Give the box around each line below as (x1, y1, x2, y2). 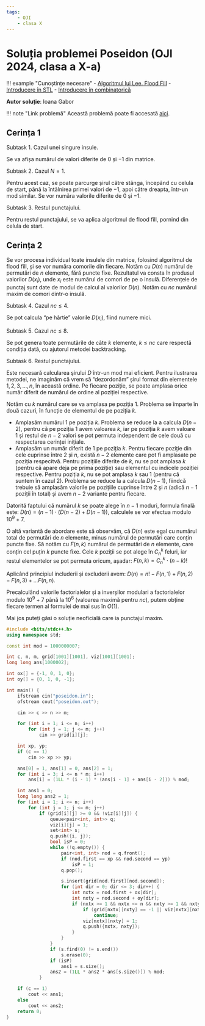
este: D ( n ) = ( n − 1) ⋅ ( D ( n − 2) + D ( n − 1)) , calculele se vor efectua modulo (6, 508, 192, 516)
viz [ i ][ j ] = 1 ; (49, 822, 88, 828)
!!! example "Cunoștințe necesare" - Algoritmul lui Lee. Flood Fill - (6, 80, 171, 87)
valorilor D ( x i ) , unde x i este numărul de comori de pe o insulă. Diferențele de (6, 275, 198, 284)
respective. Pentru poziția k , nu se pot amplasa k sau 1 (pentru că (15, 471, 180, 478)
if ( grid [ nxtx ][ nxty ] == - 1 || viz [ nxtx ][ (82, 906, 193, 912)
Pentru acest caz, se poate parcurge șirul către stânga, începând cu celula (6, 179, 194, 187)
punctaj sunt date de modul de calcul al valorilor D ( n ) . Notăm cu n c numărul (6, 283, 197, 291)
